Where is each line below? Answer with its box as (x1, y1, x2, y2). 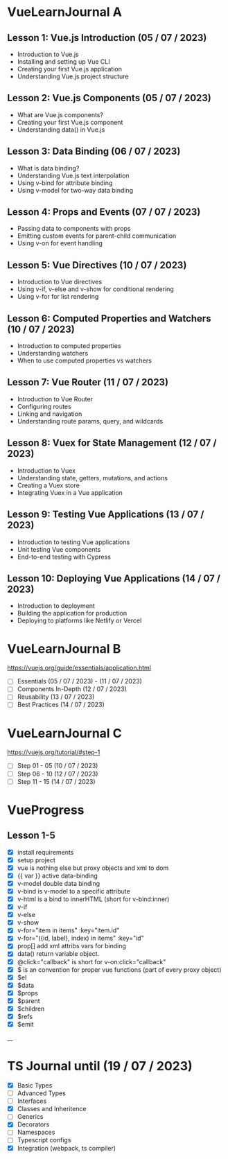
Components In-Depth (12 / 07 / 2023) (17, 685, 127, 693)
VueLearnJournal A (7, 4, 123, 20)
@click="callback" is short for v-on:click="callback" (17, 957, 166, 966)
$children (17, 1004, 45, 1013)
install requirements (17, 848, 74, 856)
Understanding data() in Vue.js (17, 125, 105, 134)
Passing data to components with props (17, 225, 131, 233)
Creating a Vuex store (17, 481, 80, 489)
